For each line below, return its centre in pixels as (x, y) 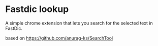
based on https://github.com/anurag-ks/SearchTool (59, 38)
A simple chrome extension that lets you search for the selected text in (79, 23)
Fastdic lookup (37, 9)
